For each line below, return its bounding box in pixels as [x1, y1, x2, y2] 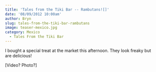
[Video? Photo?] [5, 62, 37, 68]
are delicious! [5, 53, 32, 58]
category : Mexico [5, 30, 40, 35]
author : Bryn [5, 16, 31, 21]
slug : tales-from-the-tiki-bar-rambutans [5, 20, 90, 26]
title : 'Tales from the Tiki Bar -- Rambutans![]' [5, 7, 109, 12]
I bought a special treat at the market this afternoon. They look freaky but [5, 47, 151, 54]
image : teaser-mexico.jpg [5, 25, 57, 30]
